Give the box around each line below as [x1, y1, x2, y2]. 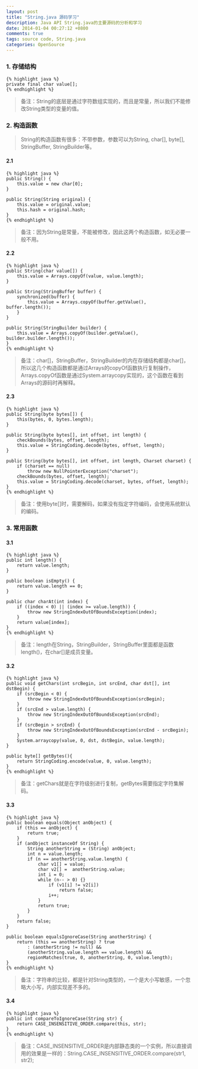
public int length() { [6, 558, 62, 564]
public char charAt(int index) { [6, 599, 89, 605]
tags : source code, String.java [6, 36, 86, 42]
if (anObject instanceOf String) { [17, 840, 105, 846]
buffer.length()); [6, 304, 51, 310]
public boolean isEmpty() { [6, 578, 76, 584]
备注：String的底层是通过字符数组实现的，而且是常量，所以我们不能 [20, 98, 186, 105]
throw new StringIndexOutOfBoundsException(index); [27, 609, 158, 615]
